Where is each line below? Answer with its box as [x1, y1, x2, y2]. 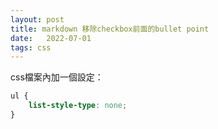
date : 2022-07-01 [10, 33, 92, 43]
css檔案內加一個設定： [10, 71, 104, 83]
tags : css [10, 42, 52, 53]
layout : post [10, 14, 65, 25]
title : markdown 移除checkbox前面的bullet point [10, 24, 210, 34]
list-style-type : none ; [28, 101, 128, 111]
